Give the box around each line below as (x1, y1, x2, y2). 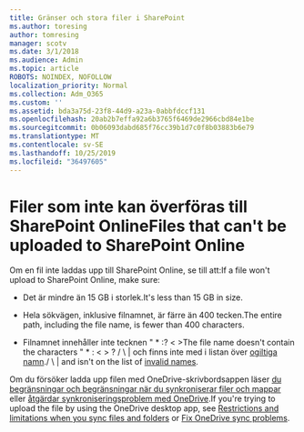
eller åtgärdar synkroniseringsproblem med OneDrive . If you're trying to (9, 393, 276, 405)
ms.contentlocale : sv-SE (9, 140, 104, 149)
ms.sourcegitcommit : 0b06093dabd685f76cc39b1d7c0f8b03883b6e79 (9, 124, 255, 133)
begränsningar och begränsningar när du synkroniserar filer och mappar (9, 384, 281, 395)
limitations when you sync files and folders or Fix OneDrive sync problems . (9, 413, 290, 424)
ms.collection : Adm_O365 (9, 89, 104, 98)
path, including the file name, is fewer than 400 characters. (22, 319, 245, 330)
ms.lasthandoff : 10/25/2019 (9, 148, 117, 157)
